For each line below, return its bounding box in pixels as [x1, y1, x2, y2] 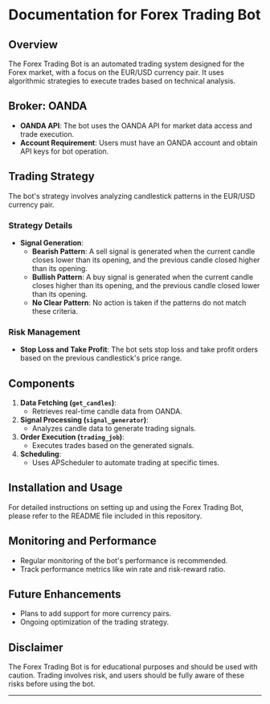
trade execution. [19, 129, 75, 138]
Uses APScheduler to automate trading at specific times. [31, 458, 219, 467]
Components [8, 377, 75, 390]
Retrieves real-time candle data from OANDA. [31, 406, 183, 416]
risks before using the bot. [8, 679, 96, 689]
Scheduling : [19, 449, 62, 459]
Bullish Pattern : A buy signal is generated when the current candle [31, 272, 254, 282]
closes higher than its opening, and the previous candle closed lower [31, 280, 260, 290]
